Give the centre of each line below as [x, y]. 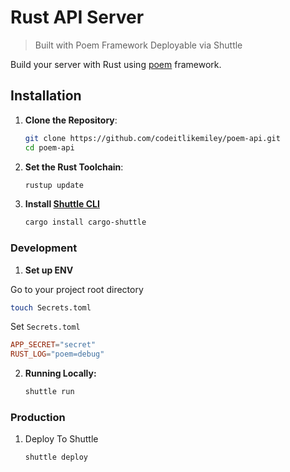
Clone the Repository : [71, 120]
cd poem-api [49, 147]
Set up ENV [49, 270]
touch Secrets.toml [51, 307]
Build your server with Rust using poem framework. [116, 64]
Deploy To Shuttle [61, 439]
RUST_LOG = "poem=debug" [57, 354]
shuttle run [49, 392]
